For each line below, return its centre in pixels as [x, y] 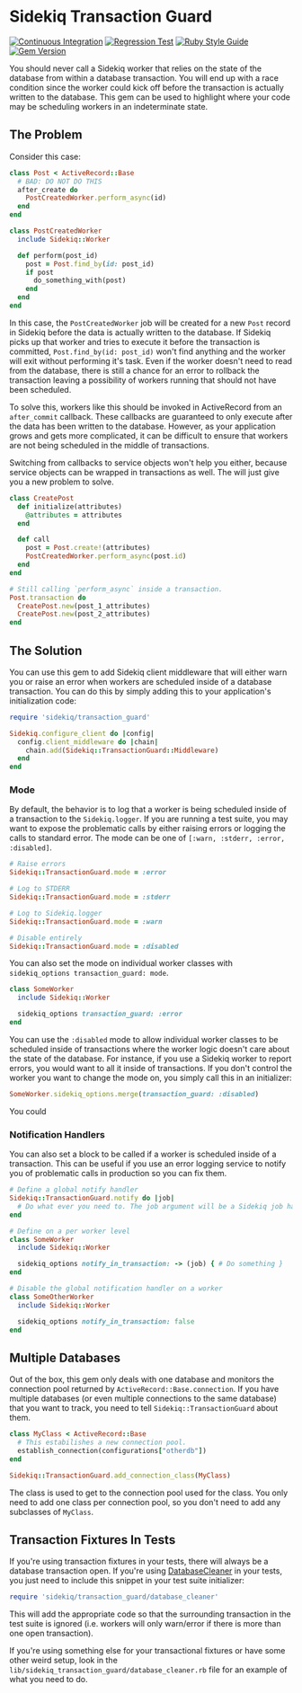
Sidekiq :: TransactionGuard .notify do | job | [92, 1198]
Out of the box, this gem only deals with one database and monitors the [142, 1379]
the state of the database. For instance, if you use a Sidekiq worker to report [151, 1059]
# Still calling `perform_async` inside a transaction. [116, 589]
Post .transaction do [48, 598]
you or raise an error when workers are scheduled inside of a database [141, 681]
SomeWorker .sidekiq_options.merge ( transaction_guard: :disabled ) [134, 1094]
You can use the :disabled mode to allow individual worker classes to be [144, 1039]
